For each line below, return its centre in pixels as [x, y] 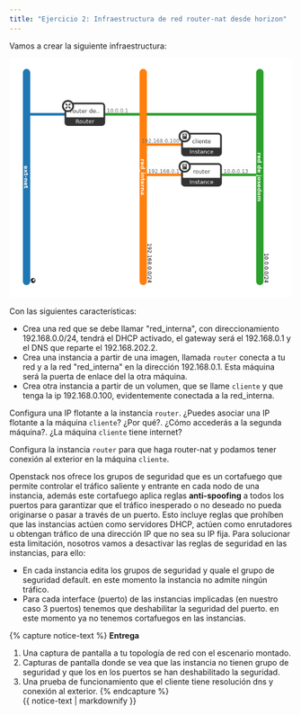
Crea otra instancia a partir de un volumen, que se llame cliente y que [153, 386]
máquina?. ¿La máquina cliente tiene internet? [96, 432]
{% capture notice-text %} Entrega [74, 635]
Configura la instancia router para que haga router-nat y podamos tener [143, 449]
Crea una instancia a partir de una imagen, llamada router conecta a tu [154, 357]
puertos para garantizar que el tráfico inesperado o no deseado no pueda [146, 505]
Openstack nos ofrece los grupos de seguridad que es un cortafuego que [146, 476]
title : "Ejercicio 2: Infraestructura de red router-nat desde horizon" [148, 19]
